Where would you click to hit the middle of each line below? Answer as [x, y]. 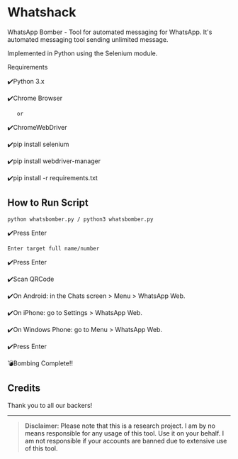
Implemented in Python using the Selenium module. [83, 53]
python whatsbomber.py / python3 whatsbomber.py [80, 219]
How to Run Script [48, 203]
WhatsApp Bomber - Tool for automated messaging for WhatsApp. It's [110, 32]
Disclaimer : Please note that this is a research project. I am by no [120, 426]
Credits [24, 388]
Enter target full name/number [53, 248]
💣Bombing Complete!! [40, 363]
